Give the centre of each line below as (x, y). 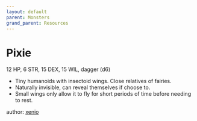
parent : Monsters (28, 17)
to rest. (24, 101)
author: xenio (23, 112)
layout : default (27, 12)
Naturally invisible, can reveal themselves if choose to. (83, 87)
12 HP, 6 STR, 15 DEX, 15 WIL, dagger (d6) (58, 69)
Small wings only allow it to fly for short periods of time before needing (103, 94)
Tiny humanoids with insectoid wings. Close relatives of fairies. (93, 81)
